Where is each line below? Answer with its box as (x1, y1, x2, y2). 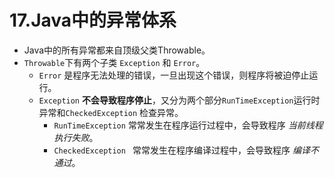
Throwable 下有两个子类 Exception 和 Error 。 (23, 56, 206, 68)
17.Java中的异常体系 (9, 9, 177, 32)
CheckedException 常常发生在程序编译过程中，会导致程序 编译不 (53, 144, 319, 156)
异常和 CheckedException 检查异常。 (38, 106, 184, 118)
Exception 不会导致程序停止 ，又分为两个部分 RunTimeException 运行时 (38, 94, 321, 106)
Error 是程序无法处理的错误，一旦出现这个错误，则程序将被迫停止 (38, 69, 310, 81)
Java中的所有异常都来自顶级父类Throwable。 (23, 44, 211, 56)
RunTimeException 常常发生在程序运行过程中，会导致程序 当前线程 (53, 119, 324, 131)
